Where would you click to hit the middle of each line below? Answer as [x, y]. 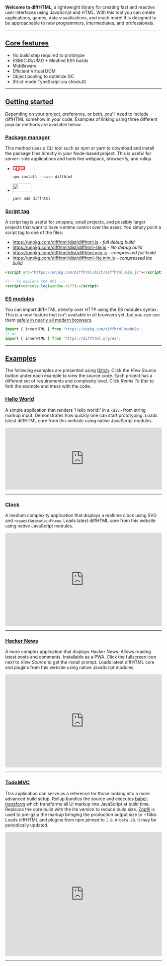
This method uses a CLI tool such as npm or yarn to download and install [80, 148]
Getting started [29, 102]
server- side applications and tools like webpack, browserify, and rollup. [79, 158]
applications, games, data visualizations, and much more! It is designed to [81, 18]
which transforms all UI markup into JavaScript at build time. [88, 804]
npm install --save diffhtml [42, 177]
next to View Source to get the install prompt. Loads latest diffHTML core [80, 662]
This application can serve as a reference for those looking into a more [78, 793]
